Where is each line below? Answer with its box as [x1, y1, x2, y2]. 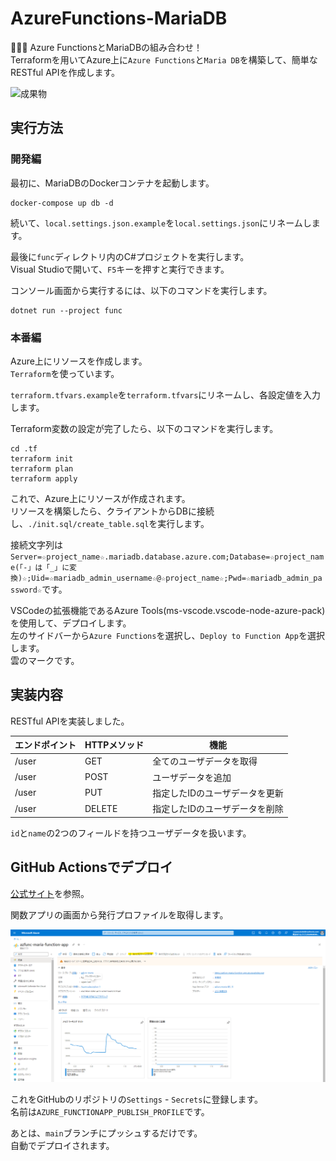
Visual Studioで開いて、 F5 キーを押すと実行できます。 [10, 263, 230, 275]
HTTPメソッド [84, 739, 145, 751]
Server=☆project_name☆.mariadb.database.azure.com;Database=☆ [10, 552, 275, 562]
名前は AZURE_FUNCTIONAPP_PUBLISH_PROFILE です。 [10, 1106, 210, 1118]
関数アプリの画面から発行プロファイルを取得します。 [10, 908, 229, 921]
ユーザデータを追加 [152, 771, 232, 783]
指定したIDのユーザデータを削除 [152, 803, 284, 815]
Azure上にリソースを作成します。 [10, 355, 148, 367]
